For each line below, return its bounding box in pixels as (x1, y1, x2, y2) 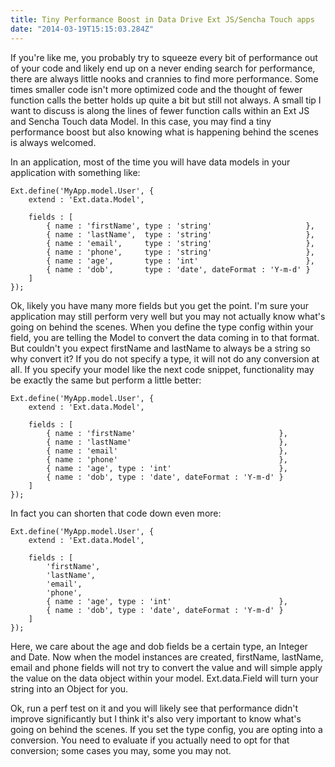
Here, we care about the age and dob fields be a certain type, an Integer (10, 640, 308, 652)
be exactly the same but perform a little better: (10, 374, 202, 386)
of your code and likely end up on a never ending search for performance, (10, 62, 316, 74)
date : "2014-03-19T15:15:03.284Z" (10, 24, 155, 34)
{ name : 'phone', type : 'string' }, (46, 247, 315, 257)
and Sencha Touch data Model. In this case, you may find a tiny (10, 115, 272, 127)
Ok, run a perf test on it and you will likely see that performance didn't (10, 702, 299, 714)
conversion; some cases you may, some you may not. (10, 744, 232, 756)
